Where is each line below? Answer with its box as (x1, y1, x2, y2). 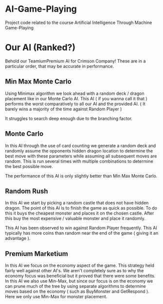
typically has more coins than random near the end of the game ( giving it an (5, 230, 159, 236)
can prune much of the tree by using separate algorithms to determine (5, 283, 146, 289)
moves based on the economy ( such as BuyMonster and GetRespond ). (5, 288, 149, 294)
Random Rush (5, 187, 48, 195)
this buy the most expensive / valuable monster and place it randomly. (5, 216, 145, 221)
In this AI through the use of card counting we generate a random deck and (5, 143, 156, 149)
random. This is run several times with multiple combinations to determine (5, 158, 153, 164)
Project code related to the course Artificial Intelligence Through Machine (5, 20, 152, 25)
